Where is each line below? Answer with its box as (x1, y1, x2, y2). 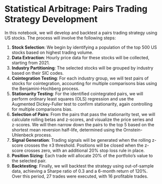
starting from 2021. (11, 60, 50, 66)
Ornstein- (123, 127, 143, 133)
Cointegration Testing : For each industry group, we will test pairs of (11, 75, 149, 81)
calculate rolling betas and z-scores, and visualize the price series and (11, 117, 154, 122)
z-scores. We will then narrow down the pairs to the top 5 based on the (11, 121, 154, 127)
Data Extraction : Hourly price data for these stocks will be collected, (11, 54, 149, 60)
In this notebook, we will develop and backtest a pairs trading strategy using (4, 30, 158, 35)
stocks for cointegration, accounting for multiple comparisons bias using (11, 80, 157, 86)
